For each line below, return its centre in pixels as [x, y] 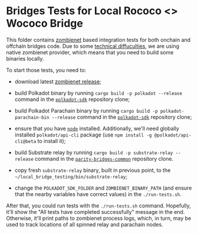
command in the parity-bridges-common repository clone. [104, 158]
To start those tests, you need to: [46, 70]
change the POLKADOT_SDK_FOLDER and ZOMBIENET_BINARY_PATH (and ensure [103, 188]
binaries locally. [25, 58]
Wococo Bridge [45, 23]
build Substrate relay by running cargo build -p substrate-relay [94, 152]
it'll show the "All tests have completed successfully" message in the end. [95, 212]
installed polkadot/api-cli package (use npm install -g [83, 135]
